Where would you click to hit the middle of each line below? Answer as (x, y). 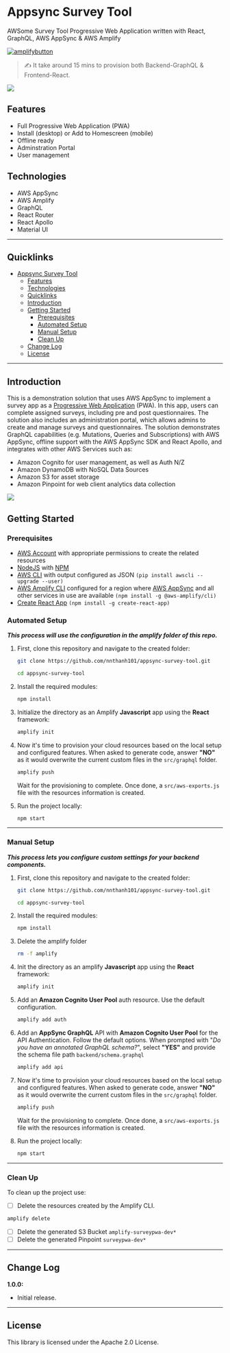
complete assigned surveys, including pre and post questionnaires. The (108, 413)
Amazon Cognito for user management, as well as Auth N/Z (101, 462)
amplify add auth (42, 1020)
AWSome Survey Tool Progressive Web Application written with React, (106, 31)
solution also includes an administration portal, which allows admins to (106, 420)
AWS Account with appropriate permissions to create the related (108, 553)
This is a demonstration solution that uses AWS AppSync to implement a (109, 399)
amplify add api (40, 1067)
